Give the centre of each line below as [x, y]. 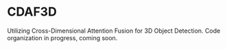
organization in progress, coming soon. [62, 37]
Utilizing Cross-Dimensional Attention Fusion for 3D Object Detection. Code [114, 31]
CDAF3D [32, 12]
